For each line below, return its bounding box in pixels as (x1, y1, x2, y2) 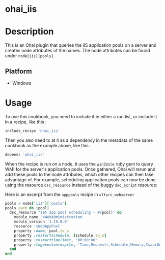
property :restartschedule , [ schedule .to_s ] (14, 233, 107, 238)
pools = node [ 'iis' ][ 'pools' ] (5, 201, 67, 206)
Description (5, 26, 54, 37)
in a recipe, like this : (5, 119, 47, 125)
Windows (12, 80, 31, 86)
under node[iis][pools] (5, 53, 54, 59)
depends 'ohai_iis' (5, 152, 45, 157)
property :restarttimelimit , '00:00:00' (14, 237, 98, 242)
